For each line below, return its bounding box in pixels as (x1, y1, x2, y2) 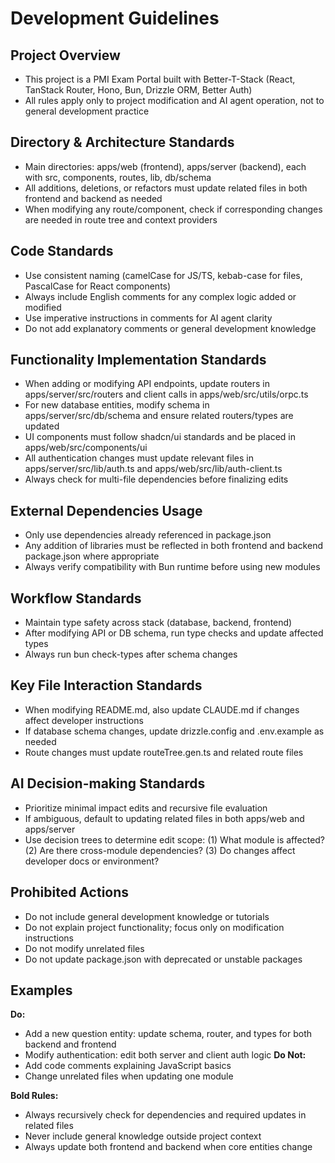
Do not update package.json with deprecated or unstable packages (24, 953, 303, 965)
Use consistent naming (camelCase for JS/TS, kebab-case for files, (24, 269, 303, 281)
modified (24, 301, 62, 313)
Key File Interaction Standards (10, 677, 203, 694)
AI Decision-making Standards (10, 775, 206, 792)
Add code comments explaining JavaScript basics (24, 1060, 232, 1072)
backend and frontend (24, 1038, 117, 1051)
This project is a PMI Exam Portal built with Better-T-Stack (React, (24, 73, 296, 85)
